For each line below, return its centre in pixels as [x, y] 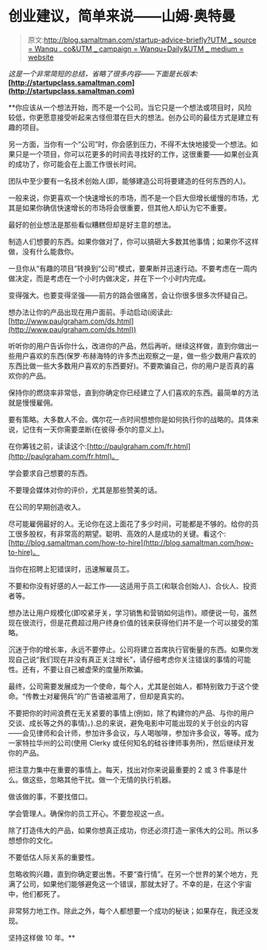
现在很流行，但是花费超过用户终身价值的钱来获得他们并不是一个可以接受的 [130, 622]
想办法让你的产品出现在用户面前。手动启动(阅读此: [91, 312]
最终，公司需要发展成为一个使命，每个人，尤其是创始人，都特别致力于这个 [130, 686]
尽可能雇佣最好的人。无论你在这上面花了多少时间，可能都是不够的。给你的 [130, 523]
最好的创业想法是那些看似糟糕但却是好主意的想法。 [92, 224]
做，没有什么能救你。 [43, 251]
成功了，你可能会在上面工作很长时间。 [77, 164]
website [41, 57]
